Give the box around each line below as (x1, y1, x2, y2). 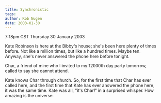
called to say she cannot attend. (5, 68, 69, 74)
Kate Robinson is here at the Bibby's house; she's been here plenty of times (5, 43, 157, 49)
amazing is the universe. (5, 93, 54, 99)
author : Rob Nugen (5, 16, 42, 21)
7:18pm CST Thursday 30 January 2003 (5, 34, 85, 40)
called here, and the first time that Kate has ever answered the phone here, (5, 83, 155, 88)
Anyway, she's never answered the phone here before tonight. (5, 54, 129, 59)
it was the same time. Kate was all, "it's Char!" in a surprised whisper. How (5, 88, 154, 93)
